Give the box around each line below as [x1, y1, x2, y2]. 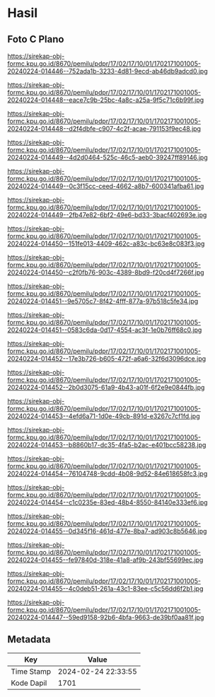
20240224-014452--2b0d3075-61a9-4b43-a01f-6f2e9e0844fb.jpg [7, 384, 205, 391]
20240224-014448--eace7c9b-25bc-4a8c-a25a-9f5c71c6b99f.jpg [7, 96, 204, 104]
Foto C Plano [7, 33, 64, 45]
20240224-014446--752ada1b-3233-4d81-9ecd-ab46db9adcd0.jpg [7, 67, 208, 75]
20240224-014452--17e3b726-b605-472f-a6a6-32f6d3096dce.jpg [7, 355, 207, 362]
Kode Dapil [11, 678, 47, 688]
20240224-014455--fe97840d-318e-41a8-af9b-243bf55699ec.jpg [7, 555, 204, 564]
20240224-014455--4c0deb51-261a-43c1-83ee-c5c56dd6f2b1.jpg [7, 584, 204, 592]
